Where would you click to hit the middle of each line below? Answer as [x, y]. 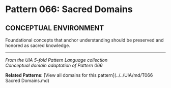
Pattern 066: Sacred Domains [69, 9]
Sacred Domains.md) [27, 80]
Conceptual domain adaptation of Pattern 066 [54, 65]
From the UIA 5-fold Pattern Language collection [56, 60]
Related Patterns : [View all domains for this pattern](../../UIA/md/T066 [79, 75]
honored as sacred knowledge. [38, 46]
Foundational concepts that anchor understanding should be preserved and [84, 40]
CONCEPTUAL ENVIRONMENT [55, 28]
